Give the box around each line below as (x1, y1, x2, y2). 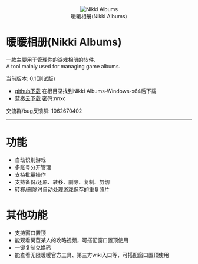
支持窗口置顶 (14, 229, 46, 236)
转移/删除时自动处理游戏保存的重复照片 (14, 186, 110, 193)
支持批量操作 (14, 171, 46, 178)
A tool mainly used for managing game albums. (6, 62, 121, 70)
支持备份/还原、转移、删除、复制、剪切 (14, 178, 110, 185)
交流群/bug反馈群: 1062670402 (6, 107, 82, 114)
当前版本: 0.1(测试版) (6, 75, 56, 82)
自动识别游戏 (14, 156, 46, 163)
